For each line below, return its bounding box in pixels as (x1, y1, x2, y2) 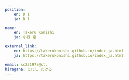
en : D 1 (14, 12, 30, 17)
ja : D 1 (14, 16, 30, 21)
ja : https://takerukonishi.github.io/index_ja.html (14, 53, 124, 58)
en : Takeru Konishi (14, 30, 55, 35)
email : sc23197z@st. (5, 62, 48, 67)
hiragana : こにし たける (5, 67, 52, 72)
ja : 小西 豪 (14, 35, 37, 40)
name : (5, 25, 16, 30)
